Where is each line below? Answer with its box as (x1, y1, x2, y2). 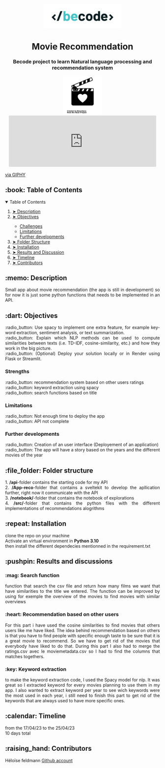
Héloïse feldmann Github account (5, 757, 73, 763)
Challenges (19, 223, 43, 229)
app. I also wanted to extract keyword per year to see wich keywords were (5, 688, 160, 693)
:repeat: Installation (5, 520, 67, 528)
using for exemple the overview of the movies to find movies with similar (5, 593, 160, 600)
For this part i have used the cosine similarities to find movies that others (5, 622, 160, 628)
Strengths (5, 368, 29, 375)
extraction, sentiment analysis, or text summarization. (16, 330, 125, 336)
